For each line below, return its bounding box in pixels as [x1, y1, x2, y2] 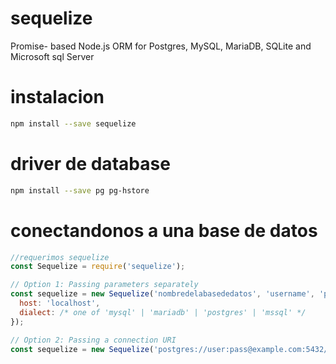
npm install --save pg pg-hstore [10, 185, 150, 196]
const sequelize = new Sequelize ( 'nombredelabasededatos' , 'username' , [10, 289, 315, 299]
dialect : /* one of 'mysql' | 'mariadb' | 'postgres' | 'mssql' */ [19, 307, 307, 317]
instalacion [10, 86, 105, 109]
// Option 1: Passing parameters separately [10, 280, 199, 290]
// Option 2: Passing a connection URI [10, 335, 177, 345]
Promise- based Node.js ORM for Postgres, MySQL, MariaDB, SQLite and [10, 40, 312, 52]
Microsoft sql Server [10, 50, 95, 62]
